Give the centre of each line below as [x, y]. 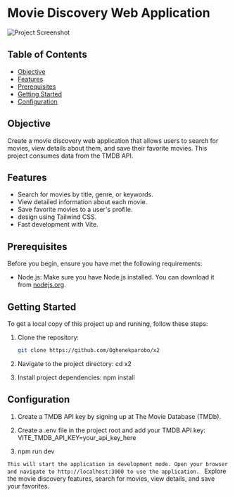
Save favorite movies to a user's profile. [75, 210]
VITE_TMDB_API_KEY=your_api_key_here [77, 437]
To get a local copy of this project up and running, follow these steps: [108, 324]
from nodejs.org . [42, 285]
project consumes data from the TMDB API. [70, 156]
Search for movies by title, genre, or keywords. [85, 194]
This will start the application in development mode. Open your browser [118, 464]
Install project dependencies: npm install [76, 377]
